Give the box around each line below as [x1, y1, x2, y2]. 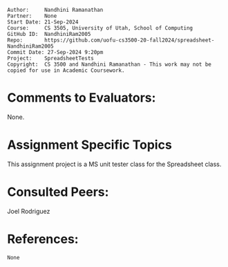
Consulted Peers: [7, 184, 109, 200]
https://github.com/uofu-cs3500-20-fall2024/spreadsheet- [44, 37, 215, 44]
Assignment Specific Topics [7, 137, 173, 153]
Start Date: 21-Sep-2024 [7, 19, 79, 26]
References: [7, 232, 79, 247]
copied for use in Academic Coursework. [7, 67, 126, 74]
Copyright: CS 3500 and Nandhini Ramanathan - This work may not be [7, 61, 212, 68]
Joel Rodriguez [7, 207, 50, 215]
